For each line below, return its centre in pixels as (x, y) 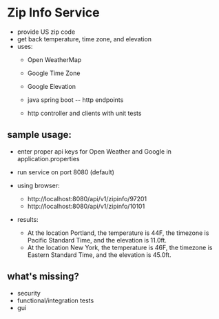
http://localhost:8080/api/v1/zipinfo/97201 (87, 198)
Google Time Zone (54, 73)
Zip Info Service (53, 13)
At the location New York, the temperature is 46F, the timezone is (120, 247)
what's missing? (43, 277)
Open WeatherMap (54, 59)
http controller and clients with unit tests (84, 113)
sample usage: (40, 135)
